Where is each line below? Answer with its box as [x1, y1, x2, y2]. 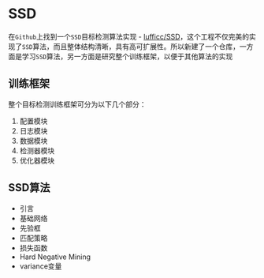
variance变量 [19, 261, 62, 271]
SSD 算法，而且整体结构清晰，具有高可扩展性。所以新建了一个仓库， [22, 41, 240, 51]
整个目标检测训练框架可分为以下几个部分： [8, 100, 147, 109]
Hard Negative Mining [19, 252, 91, 261]
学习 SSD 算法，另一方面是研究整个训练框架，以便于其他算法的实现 [21, 51, 233, 61]
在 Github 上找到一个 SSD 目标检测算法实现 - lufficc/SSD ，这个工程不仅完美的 [8, 32, 250, 41]
